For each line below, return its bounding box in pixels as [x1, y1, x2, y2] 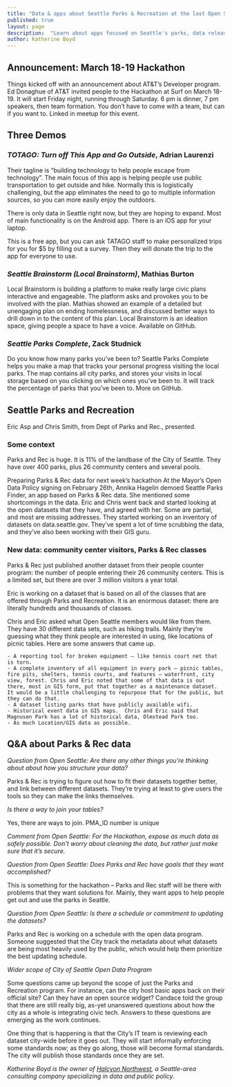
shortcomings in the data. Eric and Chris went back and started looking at [7, 498, 217, 506]
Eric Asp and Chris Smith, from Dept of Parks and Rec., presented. [7, 423, 196, 431]
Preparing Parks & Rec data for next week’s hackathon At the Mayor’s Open [7, 476, 222, 485]
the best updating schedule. [7, 952, 87, 960]
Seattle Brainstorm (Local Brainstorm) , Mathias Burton [7, 269, 195, 279]
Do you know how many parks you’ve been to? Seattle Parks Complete [7, 355, 209, 363]
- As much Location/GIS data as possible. [7, 719, 131, 726]
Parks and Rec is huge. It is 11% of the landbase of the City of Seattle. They [7, 455, 221, 464]
